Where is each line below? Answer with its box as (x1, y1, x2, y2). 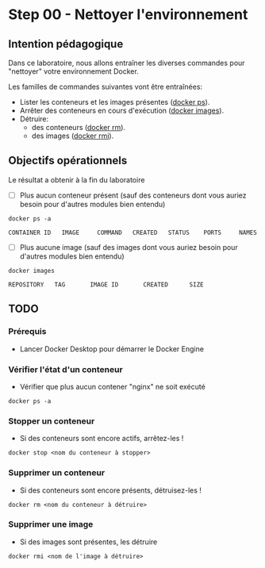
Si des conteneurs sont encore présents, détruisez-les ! (19, 485, 202, 495)
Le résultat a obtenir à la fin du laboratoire (8, 175, 145, 184)
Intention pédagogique (8, 37, 124, 51)
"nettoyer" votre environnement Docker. (8, 67, 139, 76)
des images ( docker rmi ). (31, 131, 114, 140)
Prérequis (8, 326, 47, 337)
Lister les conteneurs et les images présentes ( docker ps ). (19, 98, 210, 106)
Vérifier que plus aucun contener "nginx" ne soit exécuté (19, 382, 206, 391)
